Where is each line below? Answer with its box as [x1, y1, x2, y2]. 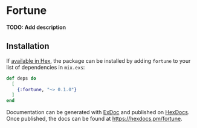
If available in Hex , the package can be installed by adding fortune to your [6, 57, 191, 64]
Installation [6, 41, 50, 51]
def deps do [6, 75, 36, 82]
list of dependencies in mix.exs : [6, 63, 85, 71]
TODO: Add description [6, 24, 66, 31]
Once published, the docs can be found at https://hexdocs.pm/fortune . [6, 115, 182, 123]
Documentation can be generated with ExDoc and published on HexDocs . [6, 109, 190, 116]
